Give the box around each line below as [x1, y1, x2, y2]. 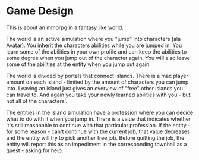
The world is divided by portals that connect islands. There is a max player [6, 72, 188, 79]
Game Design [6, 4, 74, 18]
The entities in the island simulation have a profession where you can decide [6, 109, 194, 116]
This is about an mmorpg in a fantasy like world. [6, 24, 124, 31]
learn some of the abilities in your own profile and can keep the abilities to [6, 48, 187, 55]
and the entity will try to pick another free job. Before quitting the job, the [6, 134, 185, 141]
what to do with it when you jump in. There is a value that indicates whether [6, 115, 191, 123]
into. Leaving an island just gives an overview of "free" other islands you [6, 84, 183, 92]
